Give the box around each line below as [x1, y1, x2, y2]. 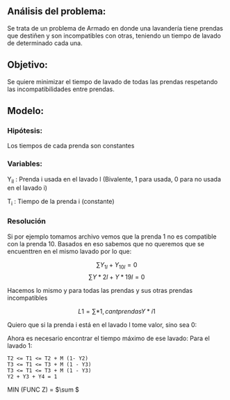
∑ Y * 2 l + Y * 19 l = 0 [88, 273, 145, 281]
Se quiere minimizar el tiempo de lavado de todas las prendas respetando [7, 77, 218, 86]
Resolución [7, 216, 47, 226]
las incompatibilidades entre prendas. [7, 85, 115, 93]
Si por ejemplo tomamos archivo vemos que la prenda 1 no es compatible [7, 232, 217, 241]
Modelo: [7, 105, 44, 117]
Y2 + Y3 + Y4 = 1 [7, 374, 58, 381]
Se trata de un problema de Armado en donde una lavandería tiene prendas [7, 24, 224, 32]
